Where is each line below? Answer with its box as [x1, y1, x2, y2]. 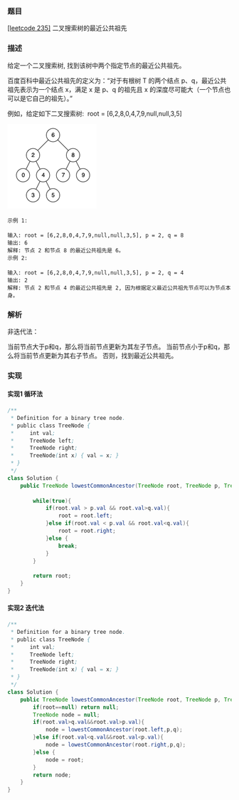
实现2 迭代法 [7, 604, 45, 612]
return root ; [33, 573, 72, 580]
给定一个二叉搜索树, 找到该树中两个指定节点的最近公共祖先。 [7, 61, 186, 69]
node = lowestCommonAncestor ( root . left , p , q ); [45, 726, 183, 734]
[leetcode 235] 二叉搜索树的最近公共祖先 [7, 24, 127, 33]
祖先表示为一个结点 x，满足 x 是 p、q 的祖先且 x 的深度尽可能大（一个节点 [7, 85, 225, 93]
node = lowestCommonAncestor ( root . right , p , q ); [45, 742, 186, 749]
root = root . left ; [58, 512, 113, 520]
